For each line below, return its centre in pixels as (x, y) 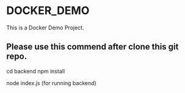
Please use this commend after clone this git (92, 47)
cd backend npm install (36, 71)
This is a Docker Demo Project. (45, 28)
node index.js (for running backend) (51, 83)
